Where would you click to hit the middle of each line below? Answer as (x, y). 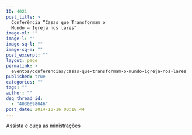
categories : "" (25, 82)
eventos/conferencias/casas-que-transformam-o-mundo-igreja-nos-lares (99, 71)
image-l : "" (20, 39)
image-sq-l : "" (25, 44)
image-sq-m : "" (25, 50)
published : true (26, 77)
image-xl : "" (22, 33)
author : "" (19, 93)
